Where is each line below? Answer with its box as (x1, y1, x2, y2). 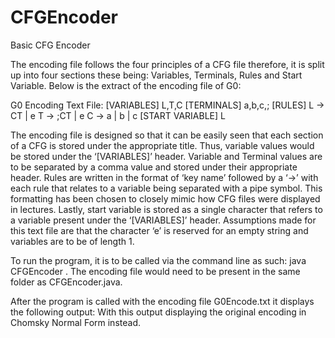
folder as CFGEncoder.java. (10, 276, 123, 288)
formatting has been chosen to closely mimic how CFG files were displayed (10, 192, 321, 205)
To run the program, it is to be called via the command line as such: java (10, 254, 307, 266)
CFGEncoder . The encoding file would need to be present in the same (10, 265, 301, 277)
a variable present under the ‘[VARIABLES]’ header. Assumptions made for (10, 214, 317, 226)
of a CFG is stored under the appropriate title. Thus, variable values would (10, 139, 315, 151)
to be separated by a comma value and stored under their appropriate (10, 161, 298, 173)
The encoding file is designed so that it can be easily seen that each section (10, 129, 324, 141)
